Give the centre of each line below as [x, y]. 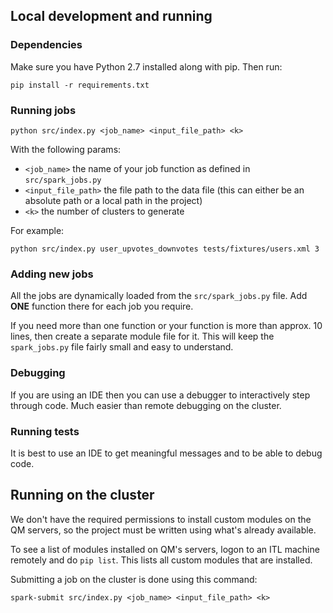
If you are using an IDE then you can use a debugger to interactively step [160, 395]
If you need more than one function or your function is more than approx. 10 [166, 326]
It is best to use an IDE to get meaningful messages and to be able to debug [166, 453]
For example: [37, 230]
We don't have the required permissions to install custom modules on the [161, 519]
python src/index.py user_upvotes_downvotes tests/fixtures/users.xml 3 [165, 249]
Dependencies [46, 45]
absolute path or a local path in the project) [113, 200]
